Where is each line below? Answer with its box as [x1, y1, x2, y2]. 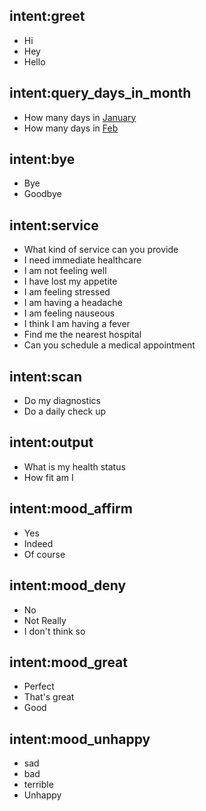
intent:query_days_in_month [9, 85, 192, 102]
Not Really [23, 614, 67, 626]
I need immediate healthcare [23, 254, 142, 266]
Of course [23, 548, 66, 560]
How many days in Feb [23, 122, 119, 134]
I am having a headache [23, 297, 123, 309]
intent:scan [9, 368, 83, 385]
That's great [23, 691, 75, 703]
